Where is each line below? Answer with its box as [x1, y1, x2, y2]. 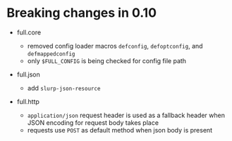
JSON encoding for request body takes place [27, 118, 159, 127]
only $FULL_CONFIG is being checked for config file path [27, 56, 187, 65]
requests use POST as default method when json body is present [27, 126, 213, 134]
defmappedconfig [27, 51, 75, 58]
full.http [16, 97, 40, 106]
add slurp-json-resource [27, 83, 101, 92]
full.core [16, 28, 42, 36]
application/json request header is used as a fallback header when [27, 111, 225, 119]
